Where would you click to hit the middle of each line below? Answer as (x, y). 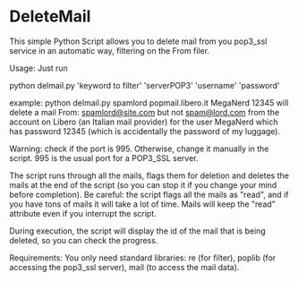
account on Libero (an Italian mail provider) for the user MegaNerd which (144, 122)
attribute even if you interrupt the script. (83, 213)
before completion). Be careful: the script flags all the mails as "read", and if (149, 194)
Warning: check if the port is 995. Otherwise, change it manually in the (139, 149)
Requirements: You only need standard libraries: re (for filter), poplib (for (143, 258)
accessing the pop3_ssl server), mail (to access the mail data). (124, 267)
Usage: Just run (39, 68)
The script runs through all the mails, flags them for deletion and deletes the (149, 175)
